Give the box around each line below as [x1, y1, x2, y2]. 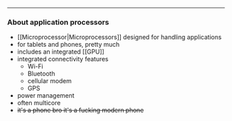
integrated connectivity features [17, 55, 109, 63]
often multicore [17, 99, 61, 107]
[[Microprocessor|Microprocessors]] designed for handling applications [17, 33, 222, 41]
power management [17, 91, 75, 100]
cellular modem [27, 77, 72, 85]
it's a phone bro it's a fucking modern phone [17, 106, 144, 114]
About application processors [7, 17, 109, 27]
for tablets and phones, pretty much [17, 41, 120, 49]
